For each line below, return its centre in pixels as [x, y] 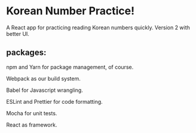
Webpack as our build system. [43, 78]
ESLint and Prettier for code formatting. [54, 101]
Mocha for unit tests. [32, 113]
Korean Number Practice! [71, 11]
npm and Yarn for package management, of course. [70, 67]
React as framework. [32, 125]
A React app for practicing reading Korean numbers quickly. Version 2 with [98, 27]
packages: [26, 53]
